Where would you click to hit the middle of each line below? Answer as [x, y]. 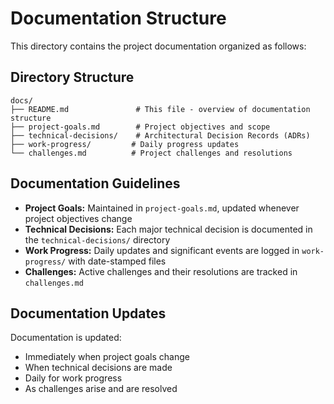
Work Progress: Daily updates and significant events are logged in [162, 250]
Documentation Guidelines [95, 183]
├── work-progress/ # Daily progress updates [125, 144]
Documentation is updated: [66, 338]
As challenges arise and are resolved [101, 389]
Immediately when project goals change [107, 357]
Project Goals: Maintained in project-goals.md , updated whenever [162, 208]
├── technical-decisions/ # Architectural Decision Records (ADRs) [160, 135]
